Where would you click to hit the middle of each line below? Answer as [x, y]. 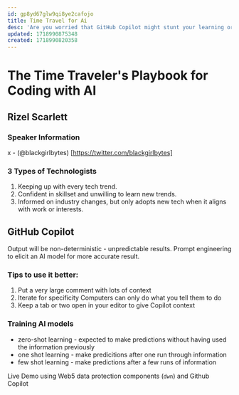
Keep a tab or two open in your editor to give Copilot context [106, 305]
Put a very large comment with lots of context [84, 290]
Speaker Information [44, 137]
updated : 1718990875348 [43, 34]
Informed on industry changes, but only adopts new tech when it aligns [122, 202]
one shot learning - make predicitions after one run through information [122, 354]
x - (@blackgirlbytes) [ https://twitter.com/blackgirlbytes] [90, 153]
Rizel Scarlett [38, 117]
